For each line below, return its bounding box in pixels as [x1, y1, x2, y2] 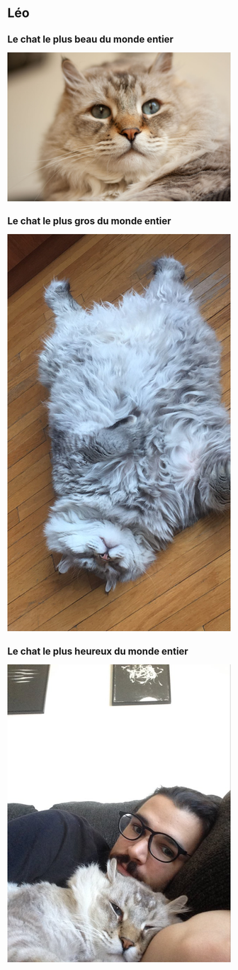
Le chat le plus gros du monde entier [7, 215, 171, 228]
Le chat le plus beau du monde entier [7, 33, 174, 45]
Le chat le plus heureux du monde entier [7, 645, 189, 657]
